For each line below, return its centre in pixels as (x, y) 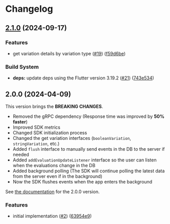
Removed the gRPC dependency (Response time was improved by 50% (89, 116)
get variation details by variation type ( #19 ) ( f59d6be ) (69, 53)
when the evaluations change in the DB (54, 165)
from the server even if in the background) (57, 176)
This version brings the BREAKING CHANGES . (54, 106)
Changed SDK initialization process (50, 133)
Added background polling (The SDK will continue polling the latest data (89, 171)
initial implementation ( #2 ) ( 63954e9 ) (52, 216)
